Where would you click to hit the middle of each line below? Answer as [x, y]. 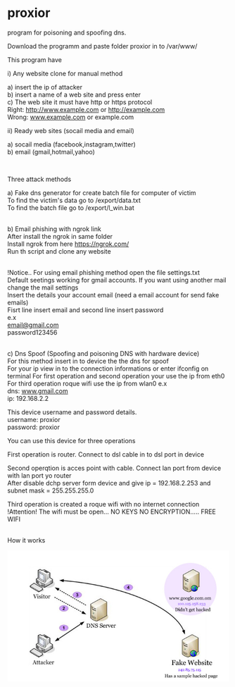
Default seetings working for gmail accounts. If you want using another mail [117, 280]
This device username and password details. [72, 412]
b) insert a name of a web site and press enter [74, 94]
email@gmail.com [33, 325]
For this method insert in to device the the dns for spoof [88, 361]
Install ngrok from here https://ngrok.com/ [68, 244]
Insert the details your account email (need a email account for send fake [113, 295]
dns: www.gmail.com [38, 391]
